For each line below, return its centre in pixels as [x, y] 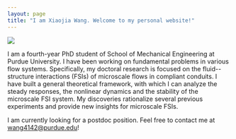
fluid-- [212, 68]
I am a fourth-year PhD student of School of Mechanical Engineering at [111, 54]
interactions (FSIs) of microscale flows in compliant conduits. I [126, 76]
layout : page [27, 14]
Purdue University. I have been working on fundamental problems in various [118, 61]
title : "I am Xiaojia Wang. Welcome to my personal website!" [101, 20]
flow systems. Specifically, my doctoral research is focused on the [104, 68]
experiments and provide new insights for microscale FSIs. [93, 106]
